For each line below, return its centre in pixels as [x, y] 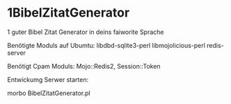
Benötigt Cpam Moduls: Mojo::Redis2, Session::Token [84, 66]
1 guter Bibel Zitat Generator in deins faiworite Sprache [86, 32]
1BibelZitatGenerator [69, 13]
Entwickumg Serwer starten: [48, 79]
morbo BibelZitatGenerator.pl [49, 93]
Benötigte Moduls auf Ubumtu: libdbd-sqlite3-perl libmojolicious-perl [106, 45]
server [17, 53]
